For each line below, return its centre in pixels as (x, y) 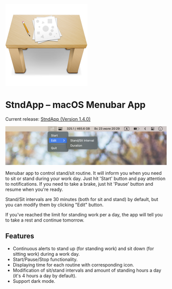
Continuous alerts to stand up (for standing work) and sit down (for (83, 248)
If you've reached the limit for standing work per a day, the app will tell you (84, 215)
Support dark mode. (34, 281)
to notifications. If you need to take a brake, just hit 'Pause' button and (79, 184)
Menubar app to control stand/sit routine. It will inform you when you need (84, 173)
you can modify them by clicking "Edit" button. (55, 205)
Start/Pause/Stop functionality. (45, 259)
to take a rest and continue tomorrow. (45, 220)
